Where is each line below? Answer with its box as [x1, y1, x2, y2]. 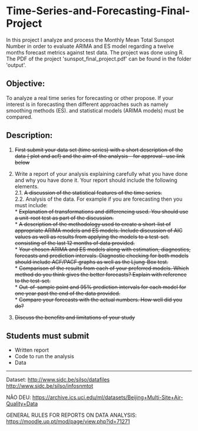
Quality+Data [6, 400, 38, 407]
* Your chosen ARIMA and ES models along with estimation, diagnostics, [14, 246, 191, 253]
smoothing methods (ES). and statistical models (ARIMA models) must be [6, 107, 184, 114]
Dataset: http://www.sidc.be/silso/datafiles [6, 376, 110, 383]
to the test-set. [14, 277, 51, 284]
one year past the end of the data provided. [14, 290, 121, 297]
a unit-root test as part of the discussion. [14, 214, 114, 221]
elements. [14, 182, 39, 190]
